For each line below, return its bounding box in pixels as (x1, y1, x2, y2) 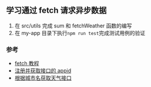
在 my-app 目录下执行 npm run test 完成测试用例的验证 (14, 29, 146, 36)
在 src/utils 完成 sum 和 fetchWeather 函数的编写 (14, 22, 132, 29)
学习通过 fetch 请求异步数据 (6, 5, 107, 16)
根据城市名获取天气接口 (14, 75, 72, 82)
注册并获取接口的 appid (14, 67, 72, 74)
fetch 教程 (14, 60, 39, 67)
